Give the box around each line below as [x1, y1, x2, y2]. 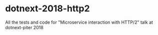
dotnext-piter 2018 [5, 24, 43, 30]
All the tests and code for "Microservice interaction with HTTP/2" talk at [5, 19, 153, 25]
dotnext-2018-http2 [5, 3, 90, 14]
